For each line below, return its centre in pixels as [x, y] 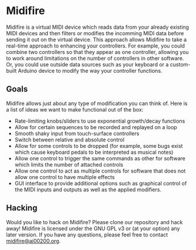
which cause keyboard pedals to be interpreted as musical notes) [94, 152]
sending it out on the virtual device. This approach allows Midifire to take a [97, 39]
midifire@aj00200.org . [33, 241]
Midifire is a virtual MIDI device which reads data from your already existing [98, 27]
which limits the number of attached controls [69, 164]
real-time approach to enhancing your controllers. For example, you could [96, 46]
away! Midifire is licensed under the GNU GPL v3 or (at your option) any [93, 228]
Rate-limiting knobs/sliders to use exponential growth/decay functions [100, 121]
